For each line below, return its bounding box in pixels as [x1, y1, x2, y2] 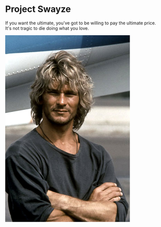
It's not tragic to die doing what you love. [5, 25, 89, 31]
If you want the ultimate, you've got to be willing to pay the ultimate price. [5, 20, 156, 26]
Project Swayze [5, 3, 71, 15]
